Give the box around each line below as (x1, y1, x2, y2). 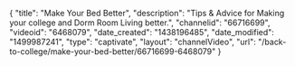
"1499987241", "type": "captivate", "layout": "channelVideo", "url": (9, 36, 256, 47)
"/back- (257, 36, 287, 47)
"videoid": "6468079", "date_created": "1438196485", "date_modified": (9, 27, 274, 37)
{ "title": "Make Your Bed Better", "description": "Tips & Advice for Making (9, 8, 285, 18)
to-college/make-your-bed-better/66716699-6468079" (9, 46, 216, 57)
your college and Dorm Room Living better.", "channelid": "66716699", (9, 17, 271, 28)
